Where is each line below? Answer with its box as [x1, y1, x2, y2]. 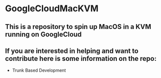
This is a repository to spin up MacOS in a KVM [5, 23, 151, 31]
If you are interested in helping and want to [5, 47, 139, 55]
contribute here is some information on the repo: [5, 54, 157, 63]
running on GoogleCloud [5, 30, 82, 38]
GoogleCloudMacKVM [5, 3, 99, 14]
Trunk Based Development [12, 67, 66, 74]
